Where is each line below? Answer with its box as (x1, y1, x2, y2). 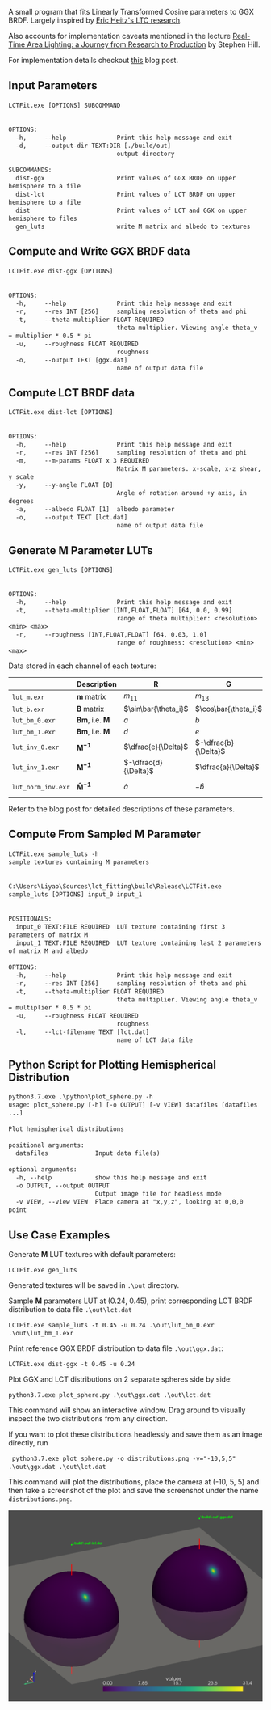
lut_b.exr (11, 705, 45, 714)
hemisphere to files (8, 214, 78, 222)
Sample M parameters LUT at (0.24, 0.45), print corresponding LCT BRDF (8, 1296, 253, 1306)
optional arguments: (8, 1166, 78, 1174)
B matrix (76, 704, 105, 714)
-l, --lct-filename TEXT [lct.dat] (15, 1027, 150, 1036)
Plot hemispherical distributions (8, 1125, 125, 1133)
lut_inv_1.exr (11, 764, 60, 772)
